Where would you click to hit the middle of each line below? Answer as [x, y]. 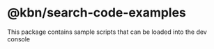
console [19, 39]
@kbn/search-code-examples [97, 13]
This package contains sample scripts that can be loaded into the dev [107, 32]
